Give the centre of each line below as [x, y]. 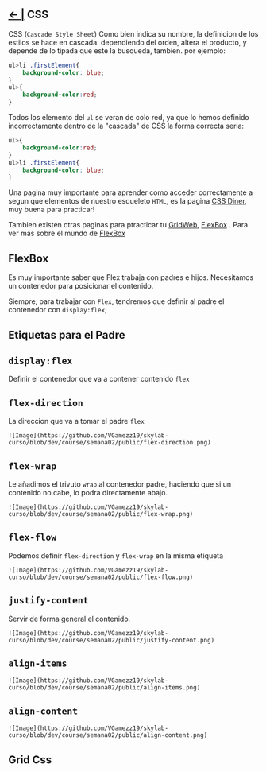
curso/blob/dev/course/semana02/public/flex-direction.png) [110, 443]
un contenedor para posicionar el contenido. [81, 286]
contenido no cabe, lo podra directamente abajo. [88, 492]
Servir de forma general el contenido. [69, 619]
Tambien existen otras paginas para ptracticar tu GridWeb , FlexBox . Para [128, 225]
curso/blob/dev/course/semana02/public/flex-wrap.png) [101, 514]
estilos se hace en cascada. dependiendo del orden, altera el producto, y [128, 42]
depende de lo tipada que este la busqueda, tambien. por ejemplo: [117, 50]
